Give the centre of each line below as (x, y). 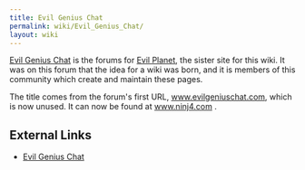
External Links (51, 135)
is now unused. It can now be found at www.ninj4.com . (113, 107)
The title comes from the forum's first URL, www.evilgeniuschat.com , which (151, 97)
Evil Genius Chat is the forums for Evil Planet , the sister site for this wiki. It (147, 61)
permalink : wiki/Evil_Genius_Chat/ (77, 26)
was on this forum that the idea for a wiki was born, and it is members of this (152, 70)
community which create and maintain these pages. (106, 80)
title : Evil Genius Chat (56, 18)
